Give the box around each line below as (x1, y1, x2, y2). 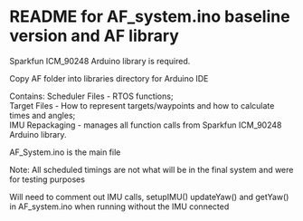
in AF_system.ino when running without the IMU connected (9, 201, 230, 212)
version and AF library (9, 25, 179, 46)
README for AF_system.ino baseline (9, 6, 291, 27)
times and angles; (9, 110, 76, 120)
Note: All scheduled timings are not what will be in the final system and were (9, 164, 294, 175)
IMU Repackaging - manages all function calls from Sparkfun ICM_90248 (9, 120, 282, 130)
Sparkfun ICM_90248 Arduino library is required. (9, 55, 191, 66)
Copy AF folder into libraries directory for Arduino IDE (9, 72, 209, 83)
